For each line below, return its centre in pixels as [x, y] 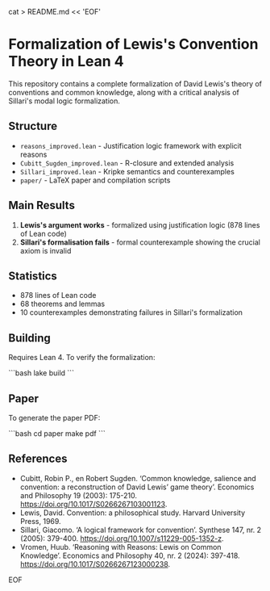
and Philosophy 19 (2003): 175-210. [78, 495]
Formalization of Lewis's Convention [133, 44]
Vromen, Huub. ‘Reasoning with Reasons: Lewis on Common [120, 547]
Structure [33, 126]
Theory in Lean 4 [66, 62]
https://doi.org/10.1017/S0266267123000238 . [95, 564]
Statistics [33, 276]
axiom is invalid [46, 250]
